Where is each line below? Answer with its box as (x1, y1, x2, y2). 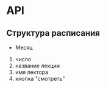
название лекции (15, 62, 60, 69)
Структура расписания (6, 28, 101, 38)
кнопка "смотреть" (15, 75, 65, 82)
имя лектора (15, 69, 49, 76)
